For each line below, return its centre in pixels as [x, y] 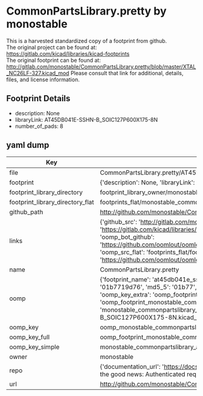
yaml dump [28, 145]
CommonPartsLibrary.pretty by [86, 11]
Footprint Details [38, 99]
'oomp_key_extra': [125, 294]
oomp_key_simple [34, 347]
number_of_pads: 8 [39, 126]
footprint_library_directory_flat [52, 202]
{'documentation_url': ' [132, 366]
